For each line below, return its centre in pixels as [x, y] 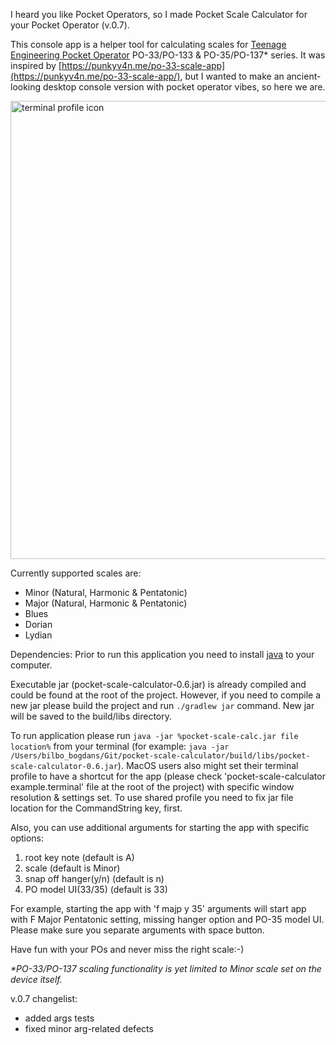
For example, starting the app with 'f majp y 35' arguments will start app [158, 908]
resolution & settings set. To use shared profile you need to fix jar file [152, 797]
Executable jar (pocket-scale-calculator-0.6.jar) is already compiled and [158, 684]
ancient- [304, 76]
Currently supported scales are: [76, 573]
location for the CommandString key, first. [96, 808]
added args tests [59, 1018]
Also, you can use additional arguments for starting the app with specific [160, 827]
